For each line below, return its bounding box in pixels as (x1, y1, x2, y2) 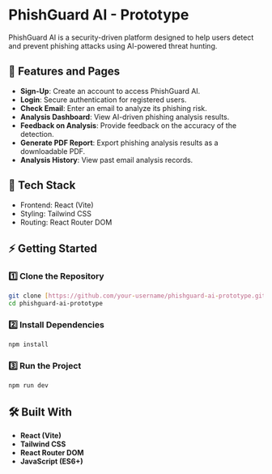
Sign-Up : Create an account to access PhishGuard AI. (19, 86, 201, 96)
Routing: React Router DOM (19, 217, 113, 227)
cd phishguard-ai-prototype (8, 300, 104, 308)
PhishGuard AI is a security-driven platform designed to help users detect (8, 32, 254, 42)
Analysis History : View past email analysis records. (19, 155, 193, 164)
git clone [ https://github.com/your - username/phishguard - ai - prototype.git (8, 292, 266, 301)
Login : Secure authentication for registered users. (19, 95, 187, 105)
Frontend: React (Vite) (19, 200, 95, 210)
